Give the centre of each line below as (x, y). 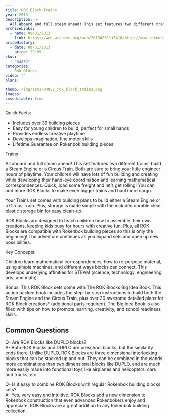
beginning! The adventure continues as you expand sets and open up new (82, 237)
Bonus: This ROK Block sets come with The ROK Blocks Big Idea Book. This (83, 287)
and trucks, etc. (21, 375)
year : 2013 (17, 15)
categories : (18, 66)
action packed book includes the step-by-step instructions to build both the (83, 293)
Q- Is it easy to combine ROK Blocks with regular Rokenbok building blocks (83, 384)
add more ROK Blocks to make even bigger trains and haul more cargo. (79, 191)
